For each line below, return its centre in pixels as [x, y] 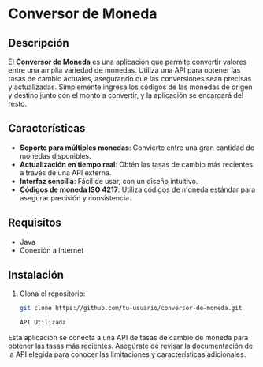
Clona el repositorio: [52, 294]
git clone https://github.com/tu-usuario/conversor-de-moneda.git [131, 309]
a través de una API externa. [65, 172]
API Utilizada [43, 323]
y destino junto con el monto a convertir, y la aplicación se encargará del [126, 95]
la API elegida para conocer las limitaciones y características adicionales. [127, 354]
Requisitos [35, 223]
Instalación [36, 275]
